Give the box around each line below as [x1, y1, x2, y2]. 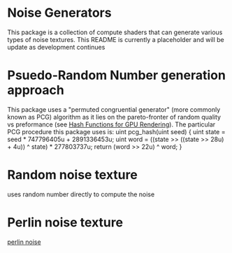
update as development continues [7, 43, 106, 51]
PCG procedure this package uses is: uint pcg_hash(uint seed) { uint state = [7, 127, 226, 136]
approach [7, 82, 64, 99]
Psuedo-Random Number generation [7, 68, 226, 83]
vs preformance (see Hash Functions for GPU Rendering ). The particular [7, 120, 216, 129]
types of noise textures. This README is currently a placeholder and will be [7, 35, 225, 43]
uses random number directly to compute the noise [7, 190, 155, 198]
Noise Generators [7, 5, 112, 21]
